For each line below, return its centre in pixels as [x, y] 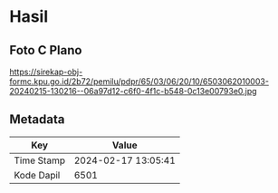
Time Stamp [40, 160]
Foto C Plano [46, 50]
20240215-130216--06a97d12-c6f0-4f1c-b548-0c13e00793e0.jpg [133, 91]
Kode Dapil [37, 175]
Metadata [37, 120]
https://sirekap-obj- [46, 72]
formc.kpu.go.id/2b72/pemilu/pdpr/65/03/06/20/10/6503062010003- [139, 82]
